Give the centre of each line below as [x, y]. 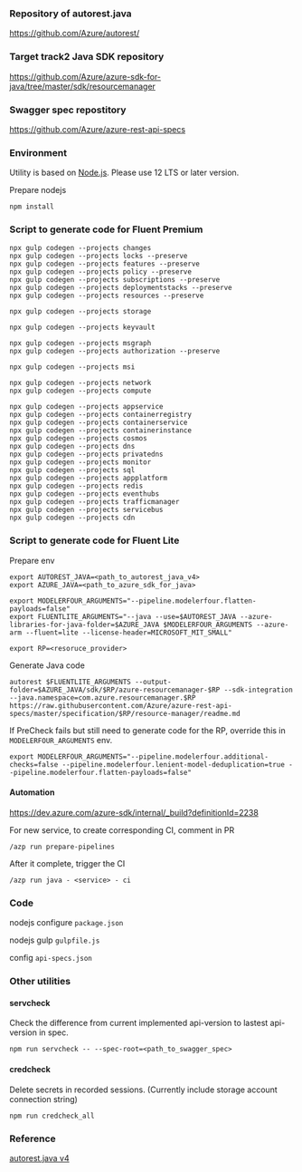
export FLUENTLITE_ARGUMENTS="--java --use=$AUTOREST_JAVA [123, 616]
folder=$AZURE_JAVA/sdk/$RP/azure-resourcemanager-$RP [115, 690]
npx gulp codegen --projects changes [80, 248]
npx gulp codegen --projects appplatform [89, 479]
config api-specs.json [51, 958]
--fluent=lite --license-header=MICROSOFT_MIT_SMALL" [129, 633]
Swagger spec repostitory [68, 110]
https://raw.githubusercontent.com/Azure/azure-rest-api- [121, 705]
